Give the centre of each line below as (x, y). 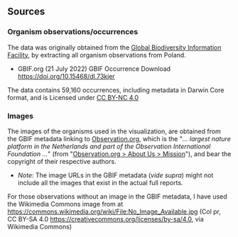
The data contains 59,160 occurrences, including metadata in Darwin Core (116, 90)
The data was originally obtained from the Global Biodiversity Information (114, 47)
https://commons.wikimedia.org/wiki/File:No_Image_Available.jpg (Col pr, (114, 211)
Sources (26, 12)
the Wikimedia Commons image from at (65, 204)
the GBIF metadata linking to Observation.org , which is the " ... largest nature (119, 138)
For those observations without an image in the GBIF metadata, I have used (117, 196)
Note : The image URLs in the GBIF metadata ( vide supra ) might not (115, 175)
